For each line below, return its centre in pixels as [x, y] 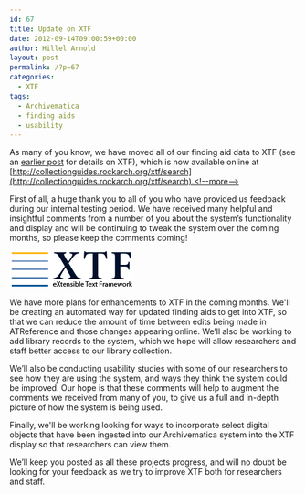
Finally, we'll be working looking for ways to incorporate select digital [139, 426]
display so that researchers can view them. [90, 445]
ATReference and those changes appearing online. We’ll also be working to [151, 331]
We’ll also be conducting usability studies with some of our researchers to [148, 369]
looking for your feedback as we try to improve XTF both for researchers [146, 472]
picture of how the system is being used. [86, 407]
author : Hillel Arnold [53, 48]
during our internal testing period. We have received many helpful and [141, 209]
